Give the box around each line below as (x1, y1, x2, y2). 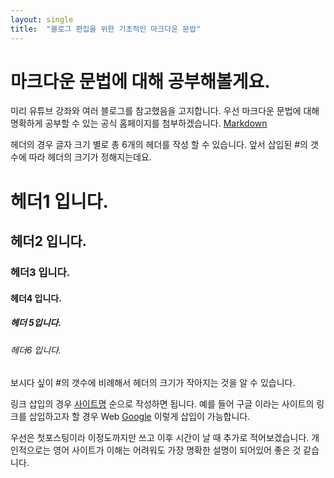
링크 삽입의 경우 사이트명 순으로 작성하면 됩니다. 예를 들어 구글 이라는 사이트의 (10, 398, 315, 410)
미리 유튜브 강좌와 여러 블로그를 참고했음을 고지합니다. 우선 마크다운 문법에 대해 (10, 105, 320, 117)
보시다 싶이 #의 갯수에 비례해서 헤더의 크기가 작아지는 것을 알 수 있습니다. (10, 377, 296, 389)
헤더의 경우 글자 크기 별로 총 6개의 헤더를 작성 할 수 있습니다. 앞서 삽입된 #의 (10, 139, 308, 151)
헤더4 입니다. (10, 292, 62, 304)
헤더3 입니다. (10, 265, 71, 279)
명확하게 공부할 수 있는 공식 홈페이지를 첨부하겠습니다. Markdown (10, 117, 268, 130)
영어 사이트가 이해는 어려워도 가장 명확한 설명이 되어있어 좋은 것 (53, 444, 302, 456)
